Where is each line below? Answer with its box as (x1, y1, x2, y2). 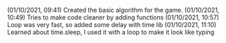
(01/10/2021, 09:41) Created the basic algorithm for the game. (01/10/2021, (7, 6, 220, 14)
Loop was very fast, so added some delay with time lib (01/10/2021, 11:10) (7, 21, 217, 28)
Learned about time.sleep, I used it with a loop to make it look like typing (7, 28, 215, 36)
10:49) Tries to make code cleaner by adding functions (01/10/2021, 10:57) (7, 13, 220, 21)
